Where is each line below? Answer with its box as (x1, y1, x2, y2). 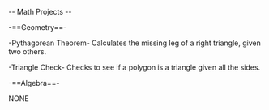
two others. (8, 47, 47, 56)
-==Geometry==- (8, 23, 67, 32)
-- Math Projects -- (8, 7, 72, 16)
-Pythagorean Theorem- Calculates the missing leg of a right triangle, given (8, 38, 261, 48)
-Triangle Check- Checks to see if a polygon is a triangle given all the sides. (8, 62, 261, 72)
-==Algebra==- (8, 78, 60, 87)
